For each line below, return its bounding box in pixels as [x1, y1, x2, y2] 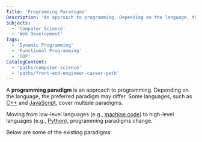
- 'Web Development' [11, 31, 63, 37]
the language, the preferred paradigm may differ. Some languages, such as [6, 93, 192, 100]
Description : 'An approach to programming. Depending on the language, [6, 14, 189, 20]
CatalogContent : [6, 59, 47, 65]
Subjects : [6, 20, 31, 26]
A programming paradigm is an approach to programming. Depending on [6, 86, 189, 93]
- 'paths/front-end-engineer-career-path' [11, 70, 120, 76]
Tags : [6, 37, 20, 43]
